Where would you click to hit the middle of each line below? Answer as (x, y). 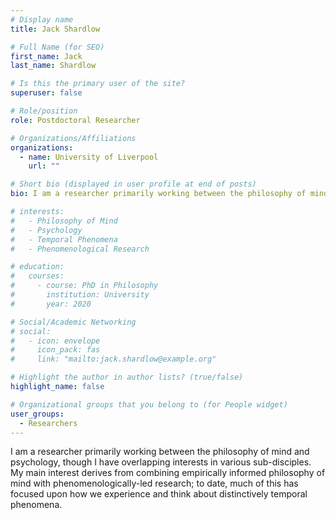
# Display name (42, 19)
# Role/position (44, 111)
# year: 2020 (51, 304)
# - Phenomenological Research (80, 249)
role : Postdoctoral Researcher (75, 120)
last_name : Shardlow (53, 66)
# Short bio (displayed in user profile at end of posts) (133, 184)
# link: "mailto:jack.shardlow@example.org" (113, 359)
